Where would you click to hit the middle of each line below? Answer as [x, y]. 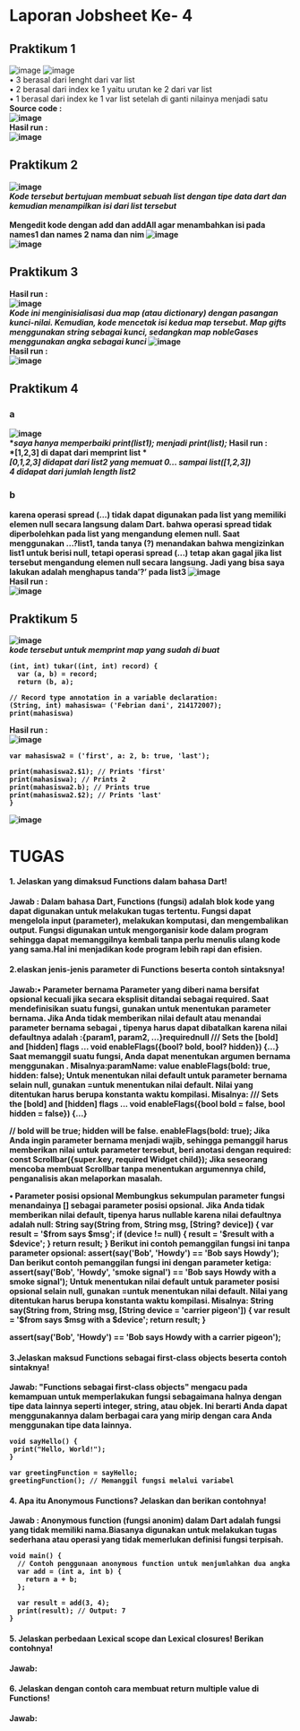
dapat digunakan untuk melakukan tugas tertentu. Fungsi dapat [130, 910]
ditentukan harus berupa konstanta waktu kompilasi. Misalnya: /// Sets [144, 1094]
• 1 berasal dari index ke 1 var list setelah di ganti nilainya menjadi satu [139, 99]
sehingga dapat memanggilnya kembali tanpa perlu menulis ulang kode [145, 939]
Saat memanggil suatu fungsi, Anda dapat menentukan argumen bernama [150, 1057]
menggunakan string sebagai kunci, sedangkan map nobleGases [134, 332]
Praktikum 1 [43, 49]
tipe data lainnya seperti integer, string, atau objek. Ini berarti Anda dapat [149, 1406]
